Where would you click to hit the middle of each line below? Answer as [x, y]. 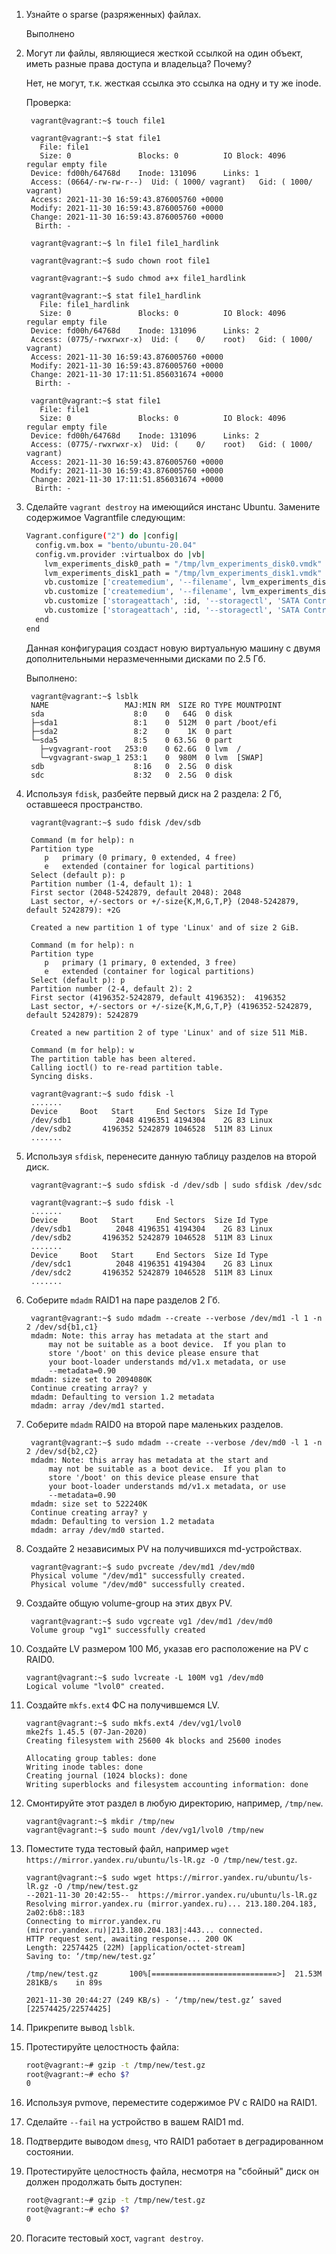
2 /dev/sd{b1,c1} [62, 1327]
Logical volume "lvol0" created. [95, 1686]
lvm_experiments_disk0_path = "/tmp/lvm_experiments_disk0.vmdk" [183, 564]
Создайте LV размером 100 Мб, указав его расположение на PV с [167, 1648]
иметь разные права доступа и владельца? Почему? [138, 63]
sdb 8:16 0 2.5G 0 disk [131, 766]
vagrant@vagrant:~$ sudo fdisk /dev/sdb [116, 822]
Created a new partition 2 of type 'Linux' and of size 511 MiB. [169, 1032]
